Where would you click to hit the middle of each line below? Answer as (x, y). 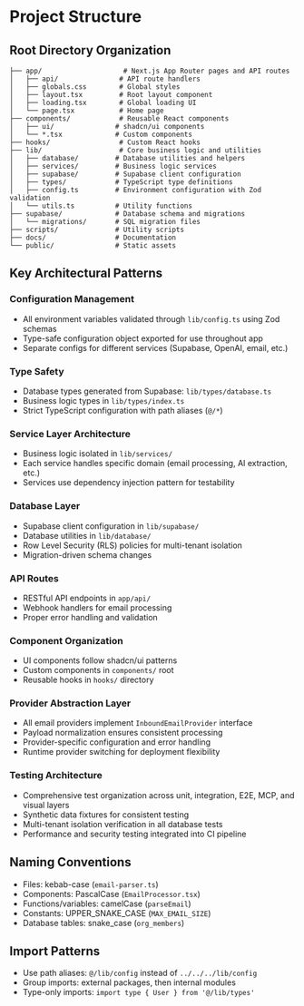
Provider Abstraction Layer (70, 703)
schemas (39, 328)
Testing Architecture (56, 776)
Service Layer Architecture (70, 434)
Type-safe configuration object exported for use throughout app (142, 338)
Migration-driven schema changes (87, 554)
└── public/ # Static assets (93, 246)
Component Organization (67, 640)
